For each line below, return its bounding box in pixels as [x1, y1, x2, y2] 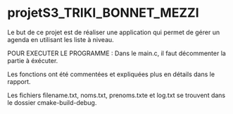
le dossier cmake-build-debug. [7, 98, 97, 106]
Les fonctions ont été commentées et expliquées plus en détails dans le [7, 70, 215, 78]
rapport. [7, 77, 31, 85]
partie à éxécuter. [7, 56, 58, 64]
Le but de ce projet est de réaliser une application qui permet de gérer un [7, 28, 220, 36]
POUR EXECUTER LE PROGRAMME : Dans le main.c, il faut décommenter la [7, 49, 227, 57]
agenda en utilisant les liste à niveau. [7, 35, 114, 43]
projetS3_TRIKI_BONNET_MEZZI [7, 5, 199, 21]
